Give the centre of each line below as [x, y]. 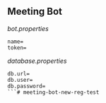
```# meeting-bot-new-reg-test [53, 92]
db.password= [26, 86]
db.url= [19, 73]
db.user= [20, 80]
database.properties [37, 61]
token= [17, 48]
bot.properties [28, 28]
